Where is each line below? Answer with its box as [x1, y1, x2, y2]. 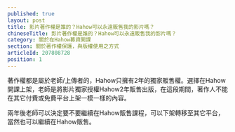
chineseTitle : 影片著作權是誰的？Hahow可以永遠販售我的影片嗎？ [7, 29, 177, 37]
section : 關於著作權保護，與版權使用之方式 [7, 43, 119, 50]
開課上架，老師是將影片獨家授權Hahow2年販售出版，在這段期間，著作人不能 [7, 85, 228, 93]
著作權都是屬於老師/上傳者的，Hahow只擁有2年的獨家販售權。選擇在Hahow [7, 76, 226, 84]
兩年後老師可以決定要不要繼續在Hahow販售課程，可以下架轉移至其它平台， [7, 108, 224, 117]
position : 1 [7, 56, 42, 63]
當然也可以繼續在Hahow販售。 [7, 117, 96, 126]
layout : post [7, 17, 46, 24]
